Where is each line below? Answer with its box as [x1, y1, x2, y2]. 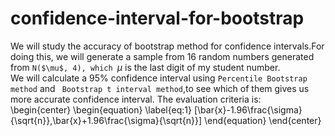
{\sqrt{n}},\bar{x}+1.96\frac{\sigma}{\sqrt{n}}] [10, 114, 203, 126]
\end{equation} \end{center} [204, 114, 322, 126]
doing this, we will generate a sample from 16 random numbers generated [10, 50, 315, 62]
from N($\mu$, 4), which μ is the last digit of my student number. [10, 61, 281, 73]
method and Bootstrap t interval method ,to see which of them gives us [10, 82, 310, 94]
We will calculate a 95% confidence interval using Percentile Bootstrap [10, 72, 308, 84]
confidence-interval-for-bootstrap [10, 7, 305, 30]
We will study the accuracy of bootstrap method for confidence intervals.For [10, 40, 325, 52]
